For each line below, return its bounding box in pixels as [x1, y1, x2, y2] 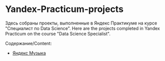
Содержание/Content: [5, 40, 52, 46]
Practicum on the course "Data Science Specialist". [5, 30, 111, 36]
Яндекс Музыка [12, 50, 46, 56]
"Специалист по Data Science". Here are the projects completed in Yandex [5, 25, 160, 31]
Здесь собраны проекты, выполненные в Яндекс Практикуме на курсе [5, 20, 157, 26]
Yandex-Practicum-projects [5, 3, 124, 15]
